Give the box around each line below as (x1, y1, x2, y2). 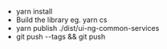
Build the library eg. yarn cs (15, 15, 108, 24)
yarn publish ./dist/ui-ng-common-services (15, 24, 160, 32)
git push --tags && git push (15, 32, 106, 41)
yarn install (15, 7, 53, 16)
